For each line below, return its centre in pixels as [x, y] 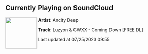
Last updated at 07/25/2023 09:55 [74, 39]
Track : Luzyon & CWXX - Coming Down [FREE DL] [90, 30]
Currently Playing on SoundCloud [59, 8]
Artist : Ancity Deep [58, 20]
